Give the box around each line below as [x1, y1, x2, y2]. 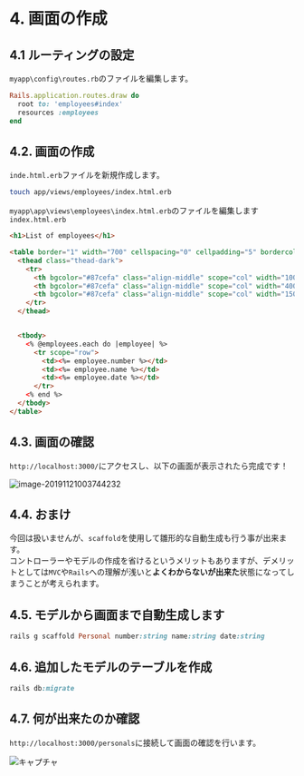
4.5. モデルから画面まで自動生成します [9, 607, 225, 623]
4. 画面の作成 [9, 8, 109, 29]
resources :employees [17, 108, 100, 117]
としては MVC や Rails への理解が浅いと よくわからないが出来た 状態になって [16, 566, 287, 577]
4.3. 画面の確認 [9, 435, 95, 450]
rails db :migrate [9, 683, 75, 693]
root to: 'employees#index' [17, 99, 124, 109]
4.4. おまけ [9, 507, 71, 523]
